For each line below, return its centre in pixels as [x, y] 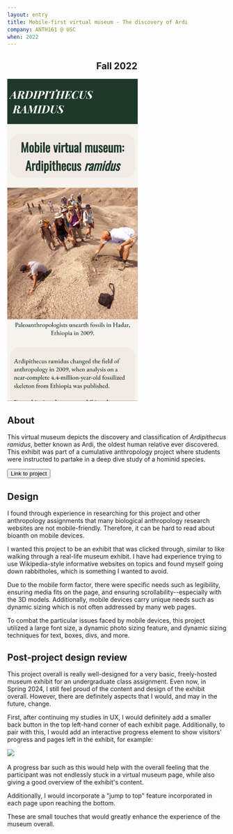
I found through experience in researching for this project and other [104, 513]
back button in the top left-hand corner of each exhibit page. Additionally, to [116, 725]
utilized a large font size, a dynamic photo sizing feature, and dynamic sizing [117, 628]
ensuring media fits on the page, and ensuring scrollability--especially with [114, 592]
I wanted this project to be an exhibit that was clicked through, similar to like [116, 549]
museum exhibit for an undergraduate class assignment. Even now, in [107, 681]
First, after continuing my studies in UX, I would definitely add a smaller [109, 717]
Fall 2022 [117, 66]
